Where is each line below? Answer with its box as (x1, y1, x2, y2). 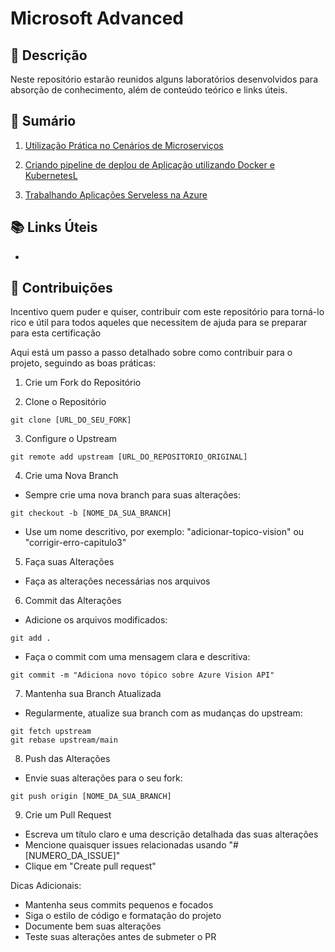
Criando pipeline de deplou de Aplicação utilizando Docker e (24, 158, 275, 171)
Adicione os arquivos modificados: (24, 614, 168, 626)
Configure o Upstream (24, 433, 118, 445)
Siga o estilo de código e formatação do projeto (24, 910, 222, 922)
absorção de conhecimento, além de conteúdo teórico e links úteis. (10, 84, 288, 96)
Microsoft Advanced (10, 7, 185, 30)
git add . (10, 633, 52, 644)
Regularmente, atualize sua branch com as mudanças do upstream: (24, 707, 303, 719)
